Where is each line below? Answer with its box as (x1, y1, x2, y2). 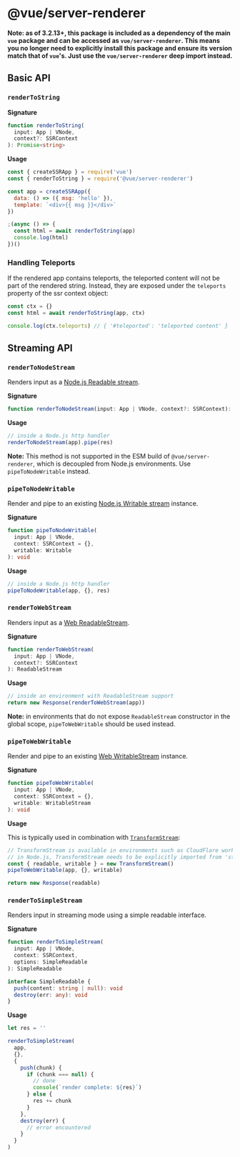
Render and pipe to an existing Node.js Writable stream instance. (7, 499, 199, 508)
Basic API (7, 72, 51, 84)
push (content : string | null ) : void (14, 984, 123, 992)
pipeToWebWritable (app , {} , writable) (7, 866, 123, 874)
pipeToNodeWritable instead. (7, 467, 91, 476)
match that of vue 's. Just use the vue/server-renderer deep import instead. (7, 51, 233, 60)
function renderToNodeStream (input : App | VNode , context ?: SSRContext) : (7, 406, 232, 413)
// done (33, 1077, 56, 1085)
